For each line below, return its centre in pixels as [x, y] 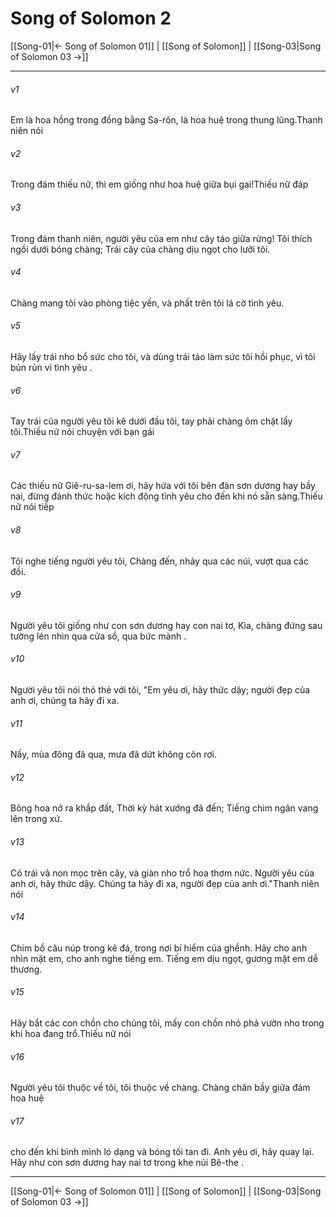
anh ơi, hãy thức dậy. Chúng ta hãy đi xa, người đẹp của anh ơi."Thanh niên [165, 883]
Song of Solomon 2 [91, 18]
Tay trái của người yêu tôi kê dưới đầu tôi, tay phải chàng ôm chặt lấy [151, 421]
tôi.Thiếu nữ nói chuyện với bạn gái [82, 432]
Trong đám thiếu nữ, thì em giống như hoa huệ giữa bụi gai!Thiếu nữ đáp [159, 184]
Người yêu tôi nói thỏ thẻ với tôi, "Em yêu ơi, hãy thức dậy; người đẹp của [160, 689]
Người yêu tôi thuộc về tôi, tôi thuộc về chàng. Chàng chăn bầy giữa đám [160, 1088]
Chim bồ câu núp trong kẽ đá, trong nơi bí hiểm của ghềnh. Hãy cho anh [159, 948]
